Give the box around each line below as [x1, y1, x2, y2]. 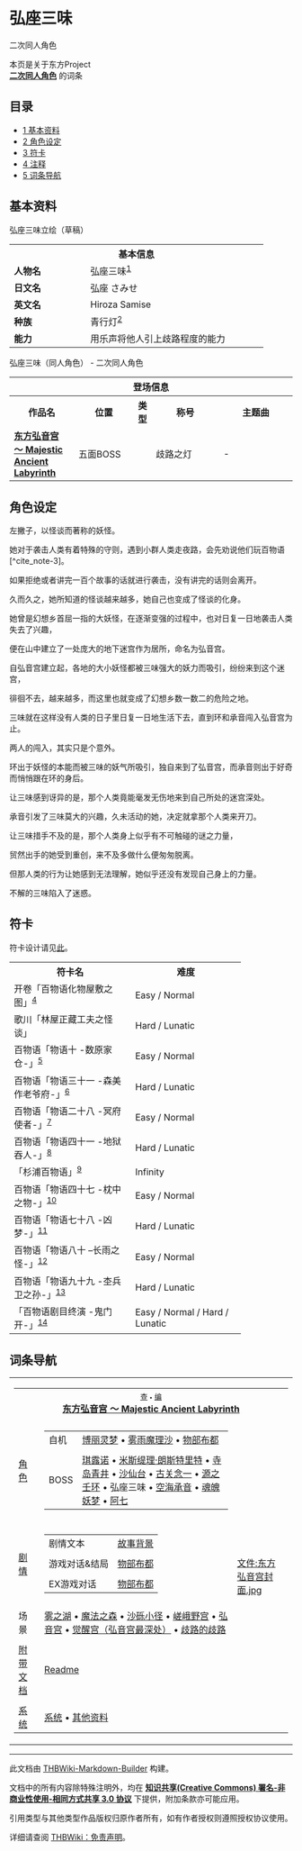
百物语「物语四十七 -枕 [13, 1183, 112, 1195]
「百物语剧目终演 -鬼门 [13, 1305, 112, 1318]
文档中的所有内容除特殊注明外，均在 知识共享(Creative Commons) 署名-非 [9, 1783, 286, 1793]
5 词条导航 [22, 169, 62, 180]
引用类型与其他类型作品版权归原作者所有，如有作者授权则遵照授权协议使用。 [9, 1812, 293, 1824]
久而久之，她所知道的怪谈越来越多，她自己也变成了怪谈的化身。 [9, 594, 245, 604]
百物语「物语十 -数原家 [13, 1044, 112, 1057]
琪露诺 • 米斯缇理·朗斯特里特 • [82, 1454, 210, 1466]
